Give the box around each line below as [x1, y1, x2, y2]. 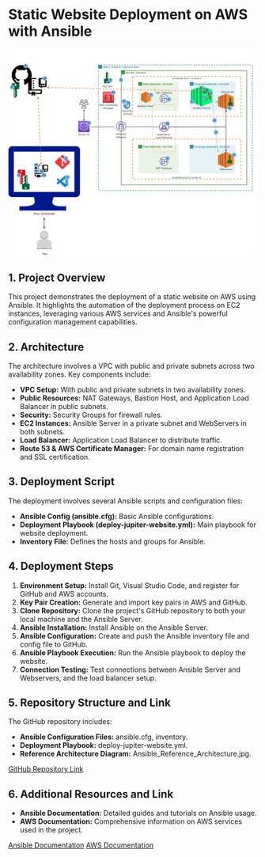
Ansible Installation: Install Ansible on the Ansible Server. [19, 623, 208, 632]
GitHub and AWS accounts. [19, 589, 109, 598]
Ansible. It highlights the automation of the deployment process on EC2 [8, 301, 240, 310]
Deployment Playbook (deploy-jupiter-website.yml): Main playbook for [19, 520, 257, 529]
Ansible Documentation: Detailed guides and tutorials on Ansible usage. [19, 809, 257, 818]
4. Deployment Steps [8, 559, 114, 573]
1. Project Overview [8, 271, 106, 284]
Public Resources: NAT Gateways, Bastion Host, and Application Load [19, 393, 249, 403]
